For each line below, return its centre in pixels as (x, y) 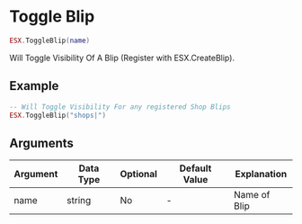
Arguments (42, 143)
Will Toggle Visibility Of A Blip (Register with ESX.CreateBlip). (122, 58)
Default (195, 168)
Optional (138, 175)
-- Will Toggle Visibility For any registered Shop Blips (120, 107)
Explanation (261, 175)
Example (34, 86)
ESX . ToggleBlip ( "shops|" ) (58, 115)
